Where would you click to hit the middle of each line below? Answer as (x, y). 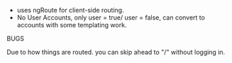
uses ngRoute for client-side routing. (71, 10)
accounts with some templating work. (72, 25)
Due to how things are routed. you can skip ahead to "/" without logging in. (116, 52)
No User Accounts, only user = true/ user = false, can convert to (111, 17)
